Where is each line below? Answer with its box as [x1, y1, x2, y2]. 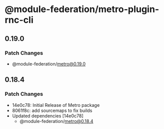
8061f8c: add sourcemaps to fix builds [12, 107, 93, 113]
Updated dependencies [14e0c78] [12, 112, 84, 119]
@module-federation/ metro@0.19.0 [12, 60, 86, 67]
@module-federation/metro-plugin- [5, 4, 159, 15]
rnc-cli [5, 14, 34, 26]
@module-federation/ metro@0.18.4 [19, 118, 94, 124]
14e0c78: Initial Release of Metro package [12, 102, 100, 108]
